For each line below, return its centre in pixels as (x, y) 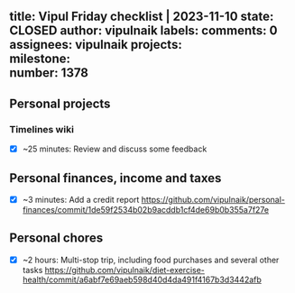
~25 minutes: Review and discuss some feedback (115, 149)
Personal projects (60, 103)
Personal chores (56, 238)
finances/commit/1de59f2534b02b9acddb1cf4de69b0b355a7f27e (145, 210)
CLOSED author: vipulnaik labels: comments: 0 (143, 31)
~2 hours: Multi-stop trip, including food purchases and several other (151, 260)
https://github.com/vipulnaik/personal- (213, 199)
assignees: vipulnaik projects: (96, 45)
